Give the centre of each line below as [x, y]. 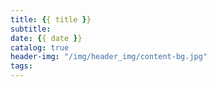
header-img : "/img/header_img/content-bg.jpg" [109, 57]
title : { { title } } [51, 19]
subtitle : [31, 29]
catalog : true [40, 47]
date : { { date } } [46, 38]
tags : [21, 66]
